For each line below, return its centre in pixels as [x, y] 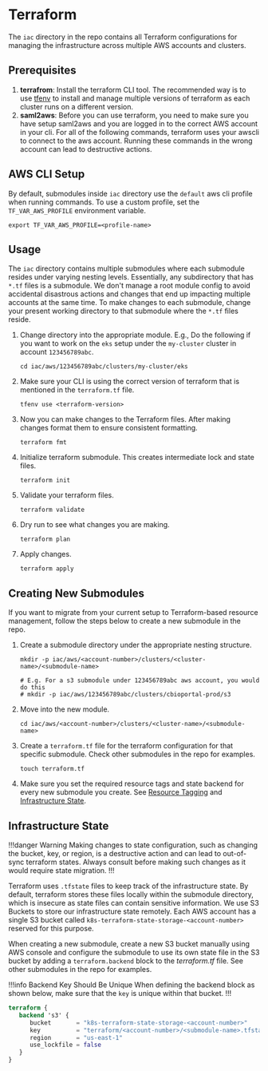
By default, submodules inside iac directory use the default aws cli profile [130, 193]
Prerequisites [42, 71]
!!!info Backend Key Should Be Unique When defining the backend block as [132, 985]
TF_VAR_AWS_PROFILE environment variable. [77, 210]
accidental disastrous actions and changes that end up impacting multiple [130, 294]
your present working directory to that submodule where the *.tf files [124, 311]
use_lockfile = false [65, 1045]
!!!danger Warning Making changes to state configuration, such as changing [133, 845]
